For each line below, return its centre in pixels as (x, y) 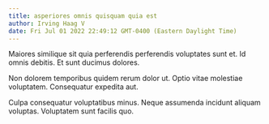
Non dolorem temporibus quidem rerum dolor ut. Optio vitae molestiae (126, 79)
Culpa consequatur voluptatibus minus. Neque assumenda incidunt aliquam (134, 103)
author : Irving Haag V (47, 24)
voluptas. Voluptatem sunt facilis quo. (71, 111)
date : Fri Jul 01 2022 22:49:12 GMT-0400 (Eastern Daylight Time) (123, 31)
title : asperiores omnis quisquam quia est (83, 16)
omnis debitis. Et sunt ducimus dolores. (74, 62)
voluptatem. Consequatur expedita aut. (74, 87)
